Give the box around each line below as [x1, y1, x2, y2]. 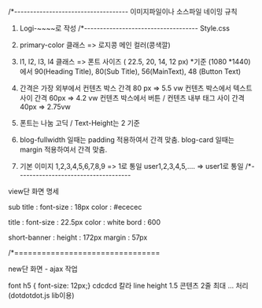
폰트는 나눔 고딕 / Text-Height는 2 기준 [19, 119, 140, 127]
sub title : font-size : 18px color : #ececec [8, 203, 142, 211]
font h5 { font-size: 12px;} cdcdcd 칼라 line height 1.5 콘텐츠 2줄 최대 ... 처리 [8, 281, 249, 290]
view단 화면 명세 [8, 187, 59, 196]
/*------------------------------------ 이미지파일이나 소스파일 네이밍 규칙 [8, 7, 238, 16]
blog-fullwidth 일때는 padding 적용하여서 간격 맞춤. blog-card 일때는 [19, 135, 234, 144]
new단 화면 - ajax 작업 [8, 264, 78, 273]
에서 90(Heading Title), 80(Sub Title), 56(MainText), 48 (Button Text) [19, 67, 242, 76]
